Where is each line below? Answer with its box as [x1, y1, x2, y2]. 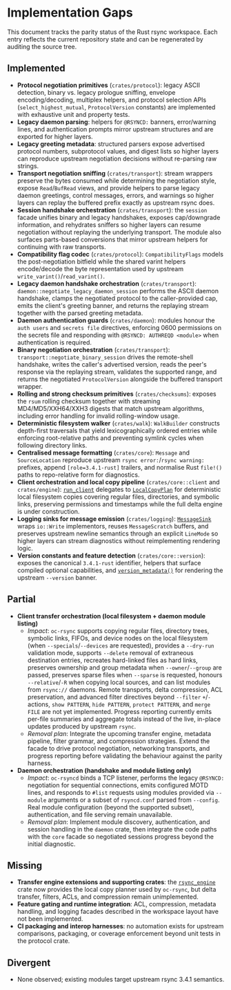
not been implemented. [17, 915, 83, 923]
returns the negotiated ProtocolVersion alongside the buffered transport [17, 375, 223, 383]
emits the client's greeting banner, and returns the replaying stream [17, 301, 209, 309]
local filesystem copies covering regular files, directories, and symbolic [17, 493, 220, 501]
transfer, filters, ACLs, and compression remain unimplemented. [17, 892, 199, 901]
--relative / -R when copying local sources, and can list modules [27, 678, 211, 686]
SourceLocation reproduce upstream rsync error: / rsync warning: [17, 455, 205, 464]
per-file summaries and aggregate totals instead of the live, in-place [27, 715, 221, 723]
